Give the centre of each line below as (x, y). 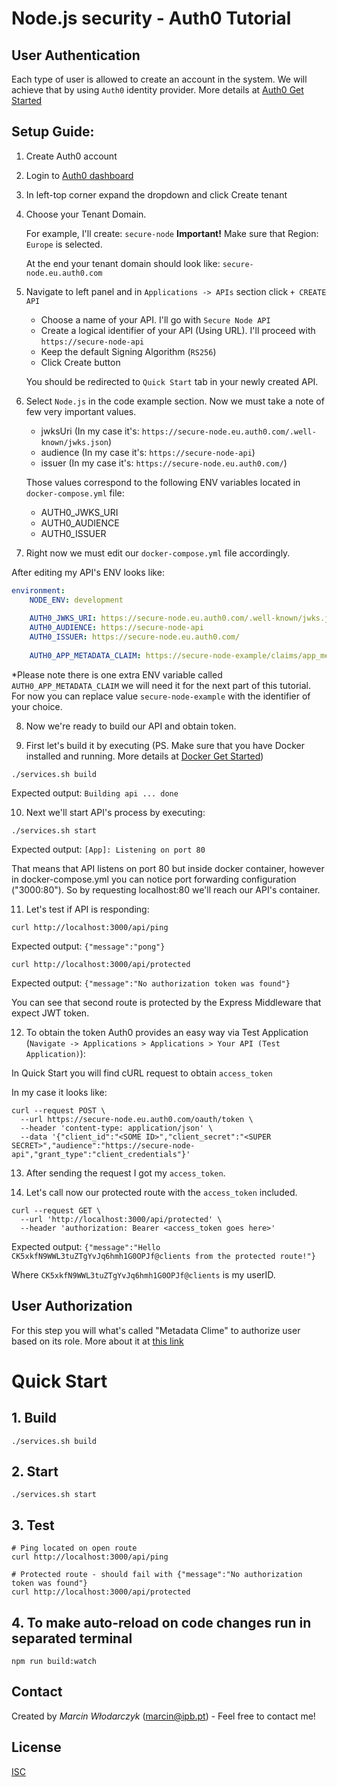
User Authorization (72, 1306)
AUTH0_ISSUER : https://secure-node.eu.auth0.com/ (135, 637)
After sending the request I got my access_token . (125, 1173)
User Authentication (76, 55)
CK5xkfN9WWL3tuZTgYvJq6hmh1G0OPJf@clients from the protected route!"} (163, 1256)
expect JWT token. (50, 1013)
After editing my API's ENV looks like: (88, 572)
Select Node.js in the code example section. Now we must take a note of (175, 401)
